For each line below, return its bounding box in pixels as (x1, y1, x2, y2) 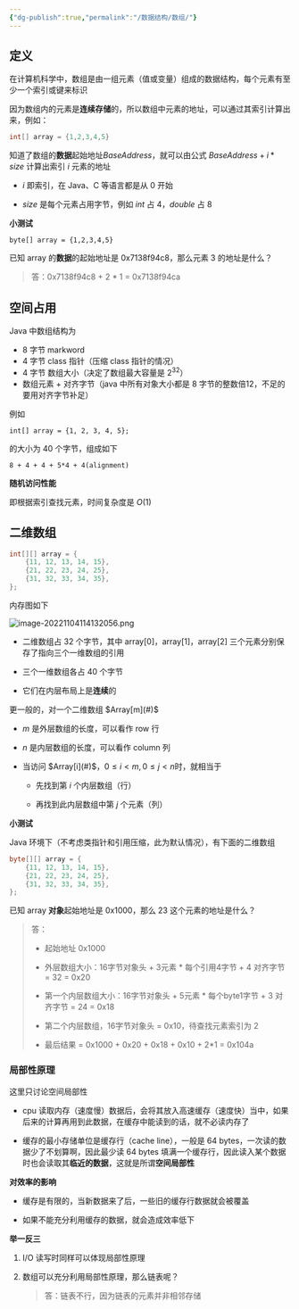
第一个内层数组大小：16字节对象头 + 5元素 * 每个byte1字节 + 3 (44, 990, 274, 1001)
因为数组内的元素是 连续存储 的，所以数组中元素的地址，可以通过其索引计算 (9, 104, 283, 114)
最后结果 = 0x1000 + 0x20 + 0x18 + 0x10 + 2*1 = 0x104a (44, 1040, 254, 1050)
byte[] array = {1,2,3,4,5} (9, 236, 114, 245)
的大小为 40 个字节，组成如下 (9, 443, 118, 453)
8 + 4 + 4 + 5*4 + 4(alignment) (9, 460, 129, 469)
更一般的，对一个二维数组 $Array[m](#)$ (9, 704, 159, 715)
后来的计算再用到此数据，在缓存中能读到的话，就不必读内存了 (21, 1116, 250, 1127)
